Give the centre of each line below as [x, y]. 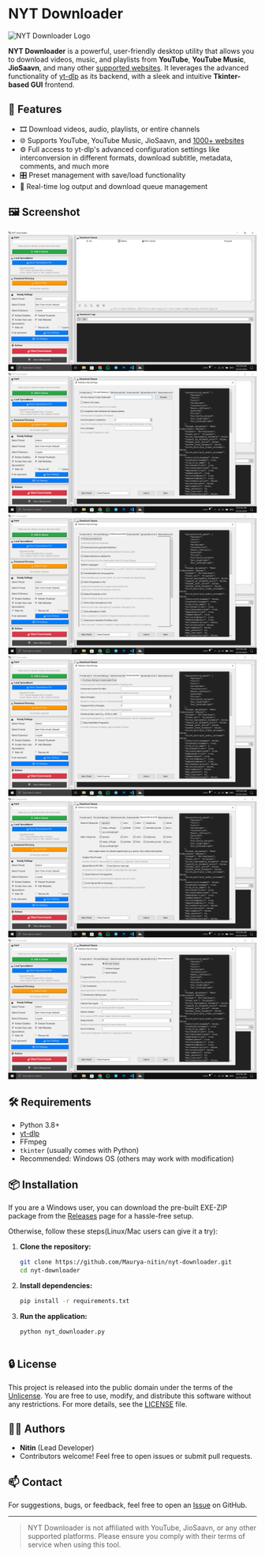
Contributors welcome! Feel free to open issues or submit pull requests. [136, 1457]
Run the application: [54, 1316]
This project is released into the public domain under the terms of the [121, 1387]
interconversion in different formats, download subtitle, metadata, [126, 157]
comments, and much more [64, 166]
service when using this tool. [74, 1545]
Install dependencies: [56, 1285]
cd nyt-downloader [50, 1271]
